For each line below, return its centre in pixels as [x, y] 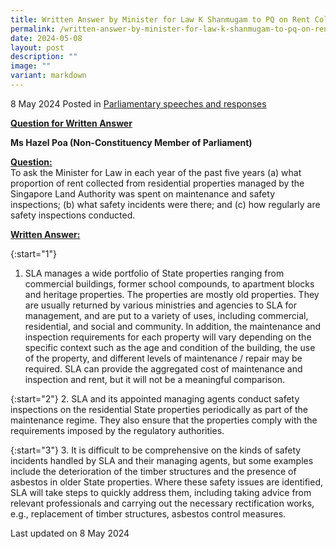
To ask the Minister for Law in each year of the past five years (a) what [156, 172]
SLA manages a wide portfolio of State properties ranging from [154, 273]
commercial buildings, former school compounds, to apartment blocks [169, 283]
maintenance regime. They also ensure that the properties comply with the [164, 420]
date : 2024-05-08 [46, 38]
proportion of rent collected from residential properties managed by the [157, 183]
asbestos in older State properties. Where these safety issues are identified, [166, 482]
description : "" [44, 57]
